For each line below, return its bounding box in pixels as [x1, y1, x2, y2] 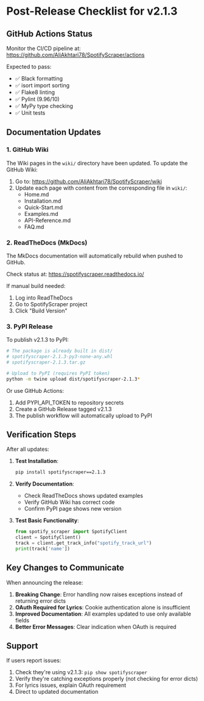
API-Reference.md [24, 217, 71, 224]
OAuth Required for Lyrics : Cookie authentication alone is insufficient [15, 603, 191, 611]
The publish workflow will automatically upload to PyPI [15, 412, 152, 419]
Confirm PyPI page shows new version [24, 505, 122, 512]
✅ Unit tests [15, 109, 46, 117]
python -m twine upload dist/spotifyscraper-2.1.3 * [6, 376, 140, 382]
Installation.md [24, 197, 62, 204]
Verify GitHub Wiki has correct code [24, 498, 115, 506]
